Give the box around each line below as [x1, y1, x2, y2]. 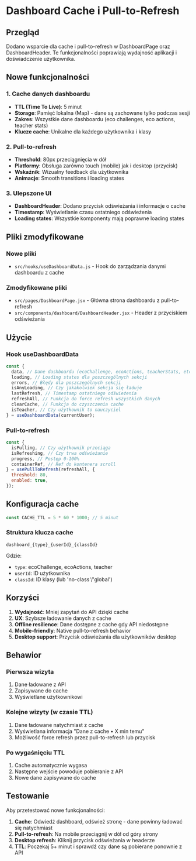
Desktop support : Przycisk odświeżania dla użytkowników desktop [14, 633, 177, 640]
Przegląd [6, 28, 40, 37]
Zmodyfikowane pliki [6, 283, 67, 291]
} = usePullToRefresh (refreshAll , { [6, 466, 95, 472]
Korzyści [6, 593, 40, 603]
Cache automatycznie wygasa [14, 761, 87, 769]
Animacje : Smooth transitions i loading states [14, 174, 124, 181]
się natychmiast [14, 824, 53, 831]
